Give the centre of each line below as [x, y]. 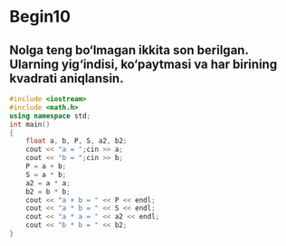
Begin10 [40, 17]
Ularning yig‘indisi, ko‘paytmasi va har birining [143, 64]
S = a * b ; [46, 175]
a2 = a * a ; [48, 183]
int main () [30, 124]
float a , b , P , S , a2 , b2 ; [76, 141]
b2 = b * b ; [48, 192]
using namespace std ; [50, 116]
